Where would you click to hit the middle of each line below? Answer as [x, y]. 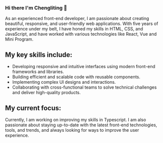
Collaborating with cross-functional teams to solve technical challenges [84, 87]
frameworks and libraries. [38, 72]
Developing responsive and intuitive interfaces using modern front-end [84, 67]
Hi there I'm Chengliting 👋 [36, 8]
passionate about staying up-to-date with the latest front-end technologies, [81, 125]
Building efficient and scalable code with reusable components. [76, 77]
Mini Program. [19, 39]
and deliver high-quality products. [46, 93]
